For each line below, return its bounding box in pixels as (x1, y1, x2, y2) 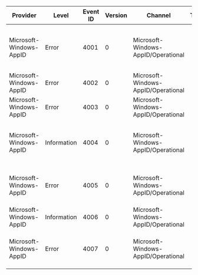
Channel (146, 11, 171, 19)
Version (105, 11, 128, 19)
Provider (11, 11, 37, 19)
